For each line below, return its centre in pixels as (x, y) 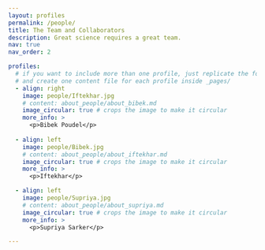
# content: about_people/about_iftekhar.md (95, 155)
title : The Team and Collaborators (67, 30)
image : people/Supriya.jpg (67, 198)
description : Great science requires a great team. (95, 37)
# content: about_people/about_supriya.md (93, 205)
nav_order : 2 (30, 52)
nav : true (24, 45)
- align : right (40, 88)
